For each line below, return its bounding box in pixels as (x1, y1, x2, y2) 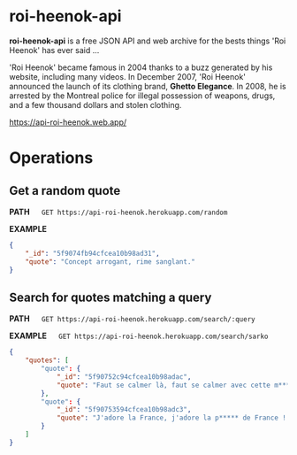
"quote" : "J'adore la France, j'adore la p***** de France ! (56, 413, 287, 422)
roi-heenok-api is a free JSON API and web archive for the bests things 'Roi (9, 35, 286, 46)
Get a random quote (9, 183, 121, 198)
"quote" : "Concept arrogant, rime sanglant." (25, 257, 196, 266)
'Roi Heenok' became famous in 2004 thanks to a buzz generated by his (9, 62, 273, 73)
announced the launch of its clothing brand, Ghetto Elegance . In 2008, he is (9, 81, 286, 91)
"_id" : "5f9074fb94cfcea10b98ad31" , (25, 249, 161, 258)
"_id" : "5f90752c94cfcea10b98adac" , (56, 372, 192, 382)
